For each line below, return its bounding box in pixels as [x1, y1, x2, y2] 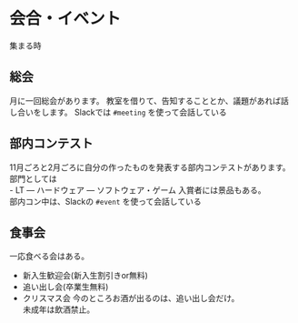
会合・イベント [9, 8, 122, 29]
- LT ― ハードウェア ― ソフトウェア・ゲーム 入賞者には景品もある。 [9, 184, 266, 196]
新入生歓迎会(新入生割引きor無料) [22, 270, 148, 281]
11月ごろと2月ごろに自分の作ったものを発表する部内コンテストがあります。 [9, 161, 291, 173]
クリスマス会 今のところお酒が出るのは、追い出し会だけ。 [22, 293, 240, 304]
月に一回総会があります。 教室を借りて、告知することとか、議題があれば [9, 95, 282, 106]
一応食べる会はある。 [9, 251, 89, 262]
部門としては [9, 173, 57, 184]
